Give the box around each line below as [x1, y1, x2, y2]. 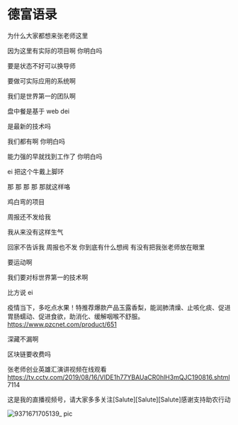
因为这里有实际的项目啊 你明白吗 [7, 46, 103, 55]
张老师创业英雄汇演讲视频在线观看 [7, 365, 107, 373]
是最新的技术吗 [7, 122, 51, 130]
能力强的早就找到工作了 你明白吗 [7, 152, 103, 161]
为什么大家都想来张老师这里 [7, 31, 89, 40]
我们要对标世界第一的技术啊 [7, 273, 89, 281]
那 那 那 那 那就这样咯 [7, 182, 71, 190]
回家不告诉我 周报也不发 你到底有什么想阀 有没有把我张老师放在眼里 [7, 242, 205, 251]
